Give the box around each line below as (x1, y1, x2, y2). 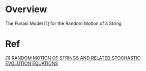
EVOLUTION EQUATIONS (5, 60, 59, 66)
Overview (5, 4, 47, 15)
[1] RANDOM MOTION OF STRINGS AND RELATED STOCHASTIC (5, 55, 141, 61)
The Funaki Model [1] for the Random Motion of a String (5, 20, 122, 26)
